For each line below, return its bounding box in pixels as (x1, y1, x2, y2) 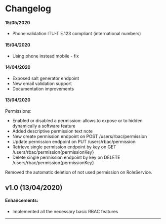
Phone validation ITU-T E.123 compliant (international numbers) (12, 31, 141, 37)
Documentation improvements (12, 86, 74, 91)
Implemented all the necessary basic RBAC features (12, 208, 119, 214)
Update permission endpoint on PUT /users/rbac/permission (12, 139, 136, 144)
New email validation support (12, 80, 72, 87)
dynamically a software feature (12, 123, 76, 129)
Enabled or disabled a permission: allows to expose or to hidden (12, 118, 143, 124)
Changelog (5, 3, 51, 14)
